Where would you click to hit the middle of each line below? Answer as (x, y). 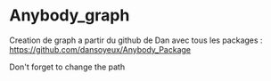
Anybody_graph (70, 16)
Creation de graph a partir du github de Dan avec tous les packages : (136, 40)
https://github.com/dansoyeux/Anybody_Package (100, 49)
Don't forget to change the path (67, 67)
